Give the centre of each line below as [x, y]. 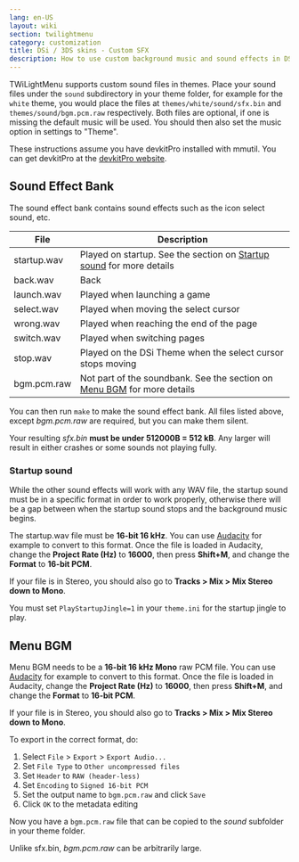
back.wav [34, 280]
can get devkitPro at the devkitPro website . [88, 158]
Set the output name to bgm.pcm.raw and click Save [114, 794]
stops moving [108, 364]
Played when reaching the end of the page [169, 324]
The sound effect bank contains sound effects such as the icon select [137, 208]
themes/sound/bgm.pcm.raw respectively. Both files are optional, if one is [139, 113]
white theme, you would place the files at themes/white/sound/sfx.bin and [145, 103]
